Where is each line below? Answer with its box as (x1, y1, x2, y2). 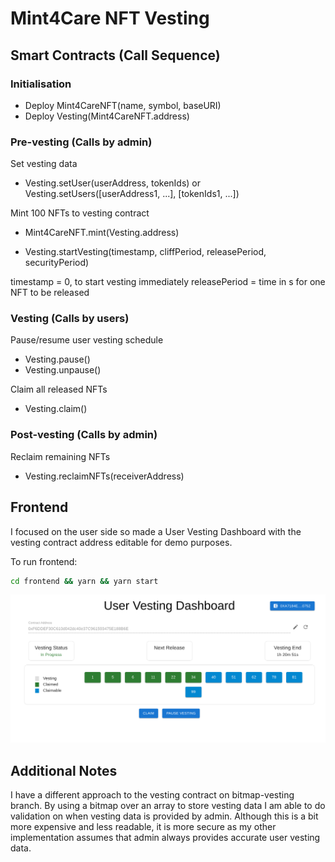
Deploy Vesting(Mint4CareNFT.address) (24, 110, 190, 122)
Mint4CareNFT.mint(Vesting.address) (24, 227, 180, 239)
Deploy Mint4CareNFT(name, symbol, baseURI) (24, 99, 222, 111)
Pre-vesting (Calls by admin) (10, 135, 153, 149)
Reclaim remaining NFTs (10, 450, 111, 462)
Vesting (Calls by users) (10, 312, 130, 326)
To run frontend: (10, 555, 78, 567)
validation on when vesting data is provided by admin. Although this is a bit (10, 810, 319, 822)
